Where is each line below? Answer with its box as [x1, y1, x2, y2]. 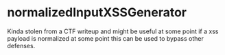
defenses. [7, 41, 36, 50]
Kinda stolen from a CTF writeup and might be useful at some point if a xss [7, 27, 219, 35]
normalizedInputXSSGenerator [7, 5, 187, 20]
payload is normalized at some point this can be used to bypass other [7, 34, 204, 42]
